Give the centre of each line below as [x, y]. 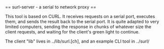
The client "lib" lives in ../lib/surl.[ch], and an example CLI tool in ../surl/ [77, 41]
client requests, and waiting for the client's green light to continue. [72, 32]
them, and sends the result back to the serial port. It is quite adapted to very [82, 22]
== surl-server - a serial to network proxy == [51, 7]
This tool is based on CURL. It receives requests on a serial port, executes [80, 16]
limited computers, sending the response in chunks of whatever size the [78, 27]
